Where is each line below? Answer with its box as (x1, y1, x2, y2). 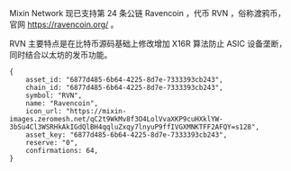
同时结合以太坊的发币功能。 (9, 49, 113, 60)
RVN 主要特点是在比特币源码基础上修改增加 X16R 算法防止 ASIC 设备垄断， (9, 39, 287, 49)
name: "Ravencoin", (25, 99, 99, 108)
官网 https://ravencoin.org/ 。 (9, 19, 119, 30)
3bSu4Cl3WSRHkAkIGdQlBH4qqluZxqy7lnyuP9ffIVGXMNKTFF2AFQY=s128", (9, 122, 259, 131)
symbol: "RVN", (25, 91, 83, 100)
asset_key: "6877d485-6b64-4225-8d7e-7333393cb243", (25, 130, 228, 139)
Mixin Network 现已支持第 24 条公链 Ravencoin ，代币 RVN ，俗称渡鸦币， (9, 8, 286, 18)
